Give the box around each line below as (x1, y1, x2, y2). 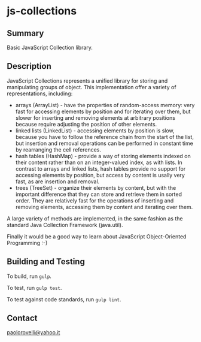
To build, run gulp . (7, 273, 51, 280)
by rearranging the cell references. (15, 146, 101, 153)
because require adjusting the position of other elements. (15, 120, 157, 128)
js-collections (7, 4, 77, 18)
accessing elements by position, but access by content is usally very (15, 171, 185, 178)
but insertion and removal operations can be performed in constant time (15, 140, 193, 147)
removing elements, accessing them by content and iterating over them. (15, 203, 193, 210)
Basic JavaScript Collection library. (7, 44, 93, 51)
